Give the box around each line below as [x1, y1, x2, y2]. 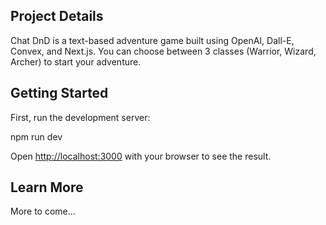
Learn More [10, 179, 84, 196]
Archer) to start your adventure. [10, 55, 142, 68]
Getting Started [10, 85, 109, 102]
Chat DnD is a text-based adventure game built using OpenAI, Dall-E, [10, 34, 295, 46]
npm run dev [10, 130, 63, 143]
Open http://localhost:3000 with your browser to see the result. [10, 150, 272, 162]
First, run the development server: [10, 111, 151, 123]
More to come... [10, 205, 76, 218]
